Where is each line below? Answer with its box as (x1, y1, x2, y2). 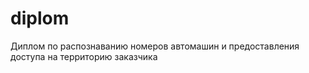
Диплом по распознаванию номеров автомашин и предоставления (10, 40, 300, 52)
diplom (10, 7, 70, 30)
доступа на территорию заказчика (10, 50, 158, 62)
